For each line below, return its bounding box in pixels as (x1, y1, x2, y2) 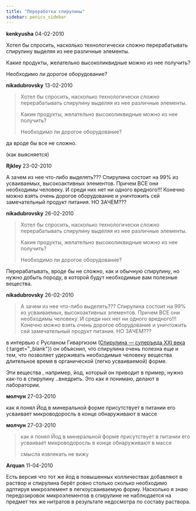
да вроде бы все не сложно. (6, 139, 77, 146)
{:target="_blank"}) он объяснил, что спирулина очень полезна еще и (6, 345, 178, 352)
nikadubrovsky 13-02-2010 (6, 81, 73, 88)
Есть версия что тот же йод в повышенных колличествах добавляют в (6, 473, 183, 480)
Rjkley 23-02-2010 (6, 162, 52, 169)
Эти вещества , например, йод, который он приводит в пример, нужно (6, 369, 184, 376)
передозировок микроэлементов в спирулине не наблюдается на (6, 492, 171, 499)
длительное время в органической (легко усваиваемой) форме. (6, 358, 167, 365)
